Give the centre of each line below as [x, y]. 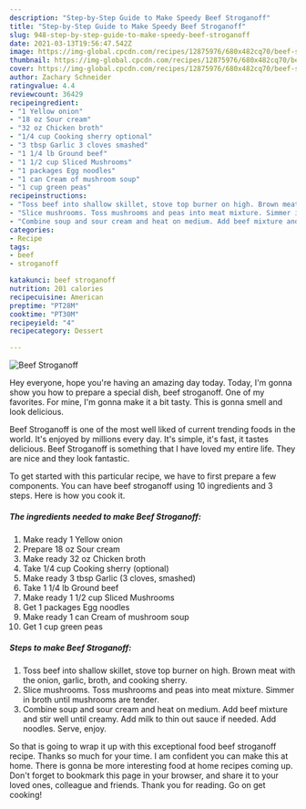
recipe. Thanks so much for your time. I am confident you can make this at [149, 756]
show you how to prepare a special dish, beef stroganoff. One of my [137, 392]
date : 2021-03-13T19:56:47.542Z [71, 43]
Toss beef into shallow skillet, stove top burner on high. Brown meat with [159, 670]
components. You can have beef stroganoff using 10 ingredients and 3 [141, 486]
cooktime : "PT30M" [44, 314]
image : [22, 52]
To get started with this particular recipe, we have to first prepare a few [143, 476]
